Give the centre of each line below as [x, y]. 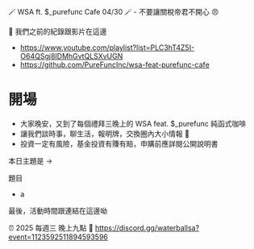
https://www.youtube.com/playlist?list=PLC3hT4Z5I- [107, 48]
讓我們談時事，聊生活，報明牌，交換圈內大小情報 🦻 [104, 133]
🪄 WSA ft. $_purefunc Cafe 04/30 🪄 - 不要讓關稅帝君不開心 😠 [114, 12]
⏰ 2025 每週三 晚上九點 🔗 [51, 227]
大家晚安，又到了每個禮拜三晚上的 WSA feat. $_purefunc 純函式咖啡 [133, 123]
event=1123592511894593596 [58, 237]
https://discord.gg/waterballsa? [148, 227]
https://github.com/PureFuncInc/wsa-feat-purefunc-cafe [115, 64]
